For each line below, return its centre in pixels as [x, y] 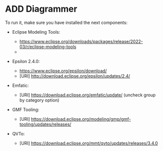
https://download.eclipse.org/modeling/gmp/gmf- [81, 119]
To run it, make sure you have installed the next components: [66, 22]
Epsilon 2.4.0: [26, 61]
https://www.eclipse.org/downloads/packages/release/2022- [81, 41]
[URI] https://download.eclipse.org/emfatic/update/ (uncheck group [88, 95]
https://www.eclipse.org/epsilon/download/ [63, 71]
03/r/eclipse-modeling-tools [48, 46]
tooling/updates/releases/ [45, 124]
